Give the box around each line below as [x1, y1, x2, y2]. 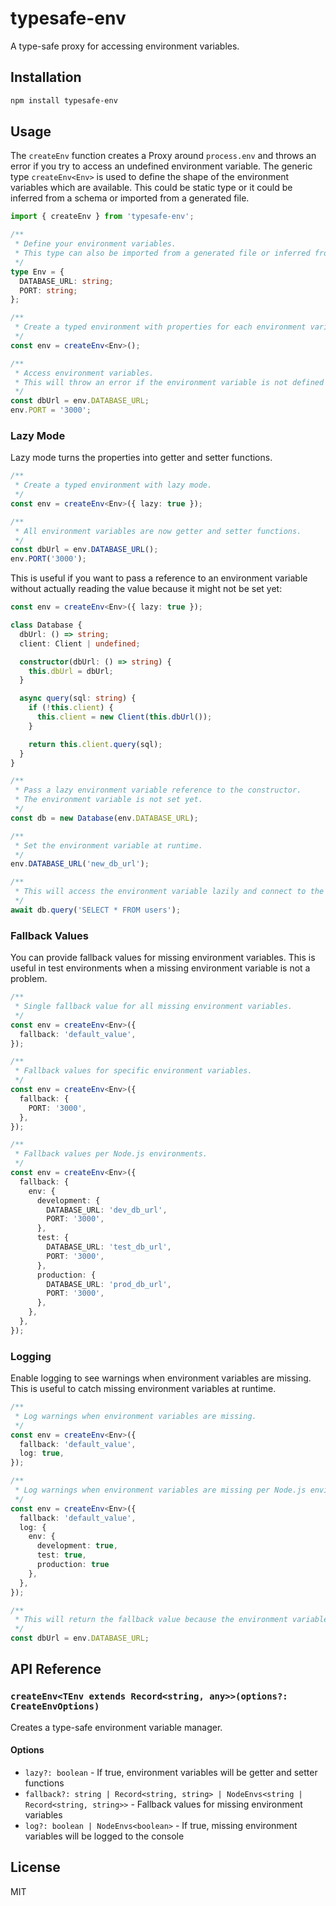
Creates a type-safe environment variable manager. [10, 1721, 223, 1733]
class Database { [10, 620, 83, 631]
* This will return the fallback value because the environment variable [14, 1615, 329, 1625]
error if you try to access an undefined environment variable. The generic [10, 160, 313, 172]
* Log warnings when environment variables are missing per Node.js [14, 1485, 307, 1496]
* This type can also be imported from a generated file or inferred [14, 248, 311, 259]
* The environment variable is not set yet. [14, 795, 203, 805]
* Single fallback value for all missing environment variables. [14, 1002, 293, 1012]
